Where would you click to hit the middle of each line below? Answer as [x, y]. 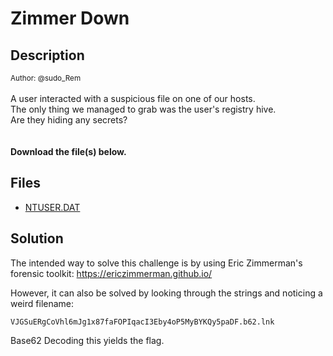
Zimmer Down [70, 18]
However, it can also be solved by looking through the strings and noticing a [166, 293]
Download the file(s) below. [68, 151]
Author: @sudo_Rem [46, 78]
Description [47, 55]
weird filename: [42, 303]
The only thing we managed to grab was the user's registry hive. [143, 109]
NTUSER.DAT [52, 207]
